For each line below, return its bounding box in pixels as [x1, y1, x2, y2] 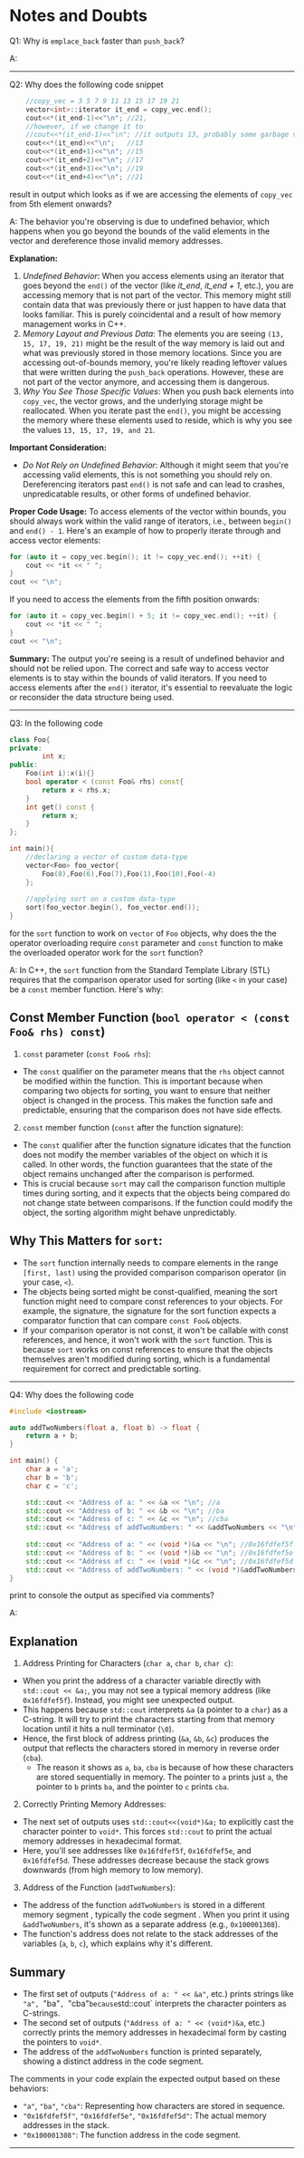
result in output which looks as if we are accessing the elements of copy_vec [9, 188, 293, 199]
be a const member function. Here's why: [9, 984, 164, 995]
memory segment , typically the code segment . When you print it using [22, 1909, 290, 1921]
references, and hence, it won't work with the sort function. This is [22, 1334, 272, 1345]
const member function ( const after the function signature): [22, 1122, 244, 1132]
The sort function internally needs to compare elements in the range [22, 1257, 279, 1268]
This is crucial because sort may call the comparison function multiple [22, 1178, 286, 1189]
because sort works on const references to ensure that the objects [22, 1344, 273, 1354]
